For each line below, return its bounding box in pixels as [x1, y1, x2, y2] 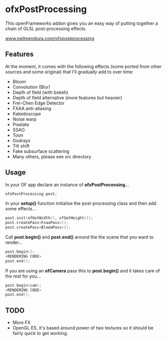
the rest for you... [5, 273, 41, 279]
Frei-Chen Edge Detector [12, 100, 65, 106]
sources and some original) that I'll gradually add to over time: [5, 69, 134, 75]
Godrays [12, 137, 31, 143]
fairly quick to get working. [12, 330, 68, 336]
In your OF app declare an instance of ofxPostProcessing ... [5, 182, 129, 188]
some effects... [5, 206, 36, 212]
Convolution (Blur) [12, 84, 51, 90]
